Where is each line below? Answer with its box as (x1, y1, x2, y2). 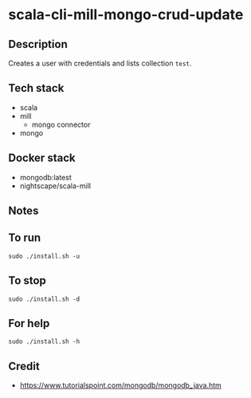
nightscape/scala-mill (19, 181, 92, 191)
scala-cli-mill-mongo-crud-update (8, 6, 244, 24)
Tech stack (8, 81, 65, 95)
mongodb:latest (19, 172, 72, 182)
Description (8, 37, 68, 51)
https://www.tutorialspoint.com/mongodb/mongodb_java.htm (19, 380, 222, 390)
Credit (8, 359, 40, 372)
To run (8, 231, 41, 245)
